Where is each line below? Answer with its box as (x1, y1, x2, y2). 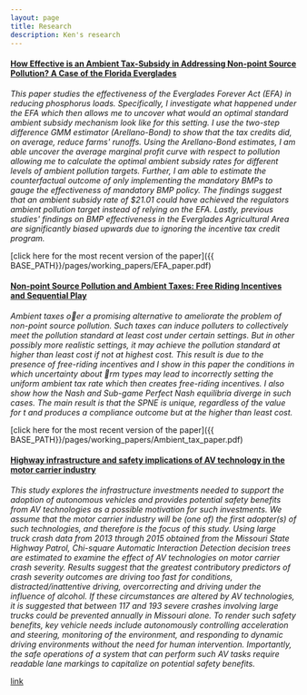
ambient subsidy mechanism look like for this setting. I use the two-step (10, 117, 281, 128)
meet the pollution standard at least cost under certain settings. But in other (10, 329, 295, 340)
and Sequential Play (10, 290, 87, 301)
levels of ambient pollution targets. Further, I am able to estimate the (10, 165, 267, 176)
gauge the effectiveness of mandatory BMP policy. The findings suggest (10, 184, 282, 195)
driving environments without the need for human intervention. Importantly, (10, 639, 292, 650)
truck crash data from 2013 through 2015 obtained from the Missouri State (10, 533, 290, 543)
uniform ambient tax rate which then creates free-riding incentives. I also (10, 377, 285, 388)
